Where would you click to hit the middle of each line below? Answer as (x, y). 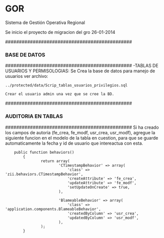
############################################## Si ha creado (82, 127)
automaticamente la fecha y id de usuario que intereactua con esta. (74, 143)
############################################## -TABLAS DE (82, 66)
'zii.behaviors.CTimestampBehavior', (44, 174)
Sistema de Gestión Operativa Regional (45, 22)
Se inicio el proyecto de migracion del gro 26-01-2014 (60, 32)
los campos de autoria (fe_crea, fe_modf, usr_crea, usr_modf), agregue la (80, 132)
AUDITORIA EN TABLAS (34, 116)
